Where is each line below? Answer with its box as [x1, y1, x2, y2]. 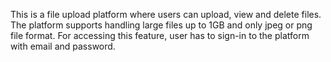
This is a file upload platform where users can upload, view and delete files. [10, 9, 322, 20]
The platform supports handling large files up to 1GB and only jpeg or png [10, 19, 313, 31]
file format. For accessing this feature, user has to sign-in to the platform [10, 30, 310, 41]
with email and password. [10, 40, 116, 52]
